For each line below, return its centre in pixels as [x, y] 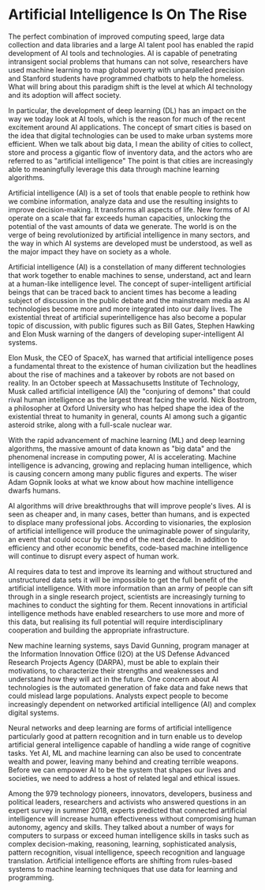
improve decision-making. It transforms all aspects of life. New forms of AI [129, 209]
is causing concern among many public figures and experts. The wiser [123, 473]
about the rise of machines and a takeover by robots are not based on [121, 374]
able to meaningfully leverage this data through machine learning [114, 169]
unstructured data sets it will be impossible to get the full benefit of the [123, 580]
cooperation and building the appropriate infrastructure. [99, 630]
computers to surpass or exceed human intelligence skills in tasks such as [129, 836]
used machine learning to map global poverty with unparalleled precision [127, 69]
